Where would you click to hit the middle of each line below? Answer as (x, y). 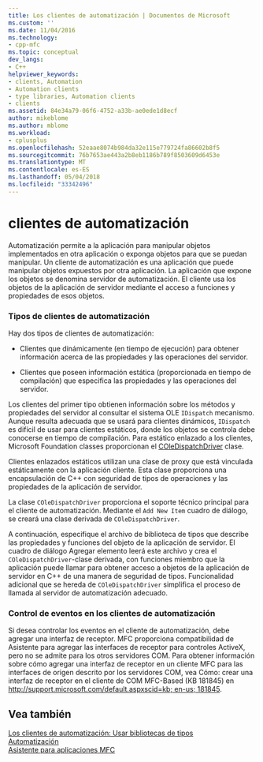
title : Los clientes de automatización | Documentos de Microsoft (119, 15)
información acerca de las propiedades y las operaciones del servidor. (134, 357)
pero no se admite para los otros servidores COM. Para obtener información (131, 655)
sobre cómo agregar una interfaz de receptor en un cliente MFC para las (126, 664)
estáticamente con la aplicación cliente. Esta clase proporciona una (117, 470)
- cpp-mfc (24, 45)
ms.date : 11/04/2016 (42, 30)
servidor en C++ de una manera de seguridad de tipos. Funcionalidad (121, 576)
